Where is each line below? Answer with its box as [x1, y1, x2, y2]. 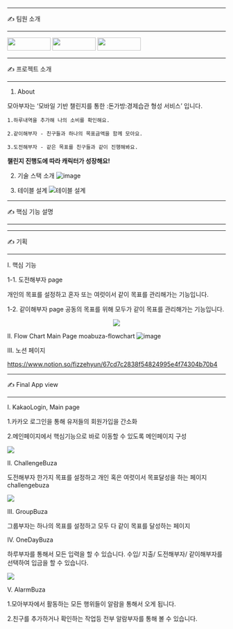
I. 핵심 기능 [7, 261, 37, 269]
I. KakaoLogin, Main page [7, 403, 80, 411]
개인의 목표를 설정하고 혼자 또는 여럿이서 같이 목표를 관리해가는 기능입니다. [7, 291, 209, 298]
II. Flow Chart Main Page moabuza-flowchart [7, 332, 135, 340]
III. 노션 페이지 [7, 346, 46, 354]
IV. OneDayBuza [7, 535, 53, 544]
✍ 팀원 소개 [7, 15, 41, 23]
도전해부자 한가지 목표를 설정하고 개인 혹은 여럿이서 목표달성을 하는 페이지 [7, 473, 207, 481]
